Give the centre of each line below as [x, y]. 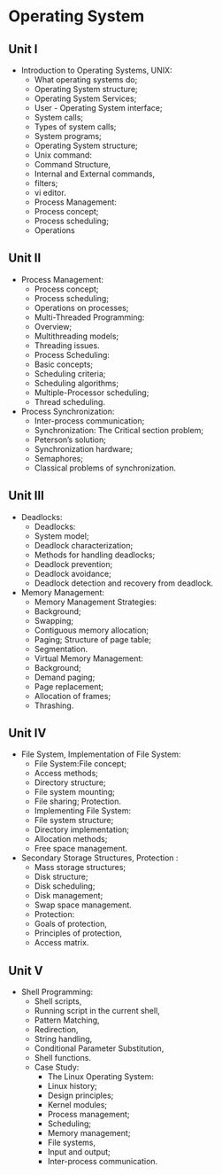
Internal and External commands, [95, 174]
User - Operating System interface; [98, 108]
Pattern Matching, [67, 1020]
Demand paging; [65, 677]
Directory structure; [70, 782]
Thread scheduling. [69, 401]
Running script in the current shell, [97, 1011]
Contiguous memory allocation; [92, 630]
